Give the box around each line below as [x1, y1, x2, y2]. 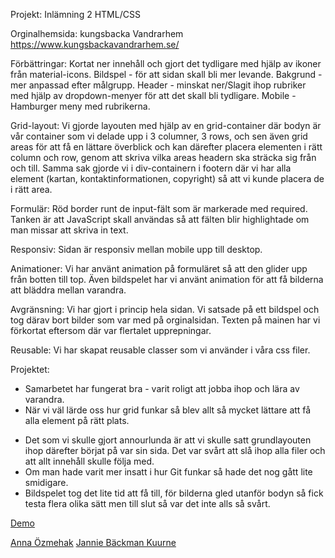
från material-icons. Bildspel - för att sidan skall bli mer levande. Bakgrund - [10, 69, 323, 80]
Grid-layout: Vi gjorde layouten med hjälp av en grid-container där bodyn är [10, 120, 322, 131]
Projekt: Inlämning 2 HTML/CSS [10, 9, 141, 20]
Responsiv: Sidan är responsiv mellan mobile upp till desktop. [10, 244, 263, 255]
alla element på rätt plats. [24, 415, 130, 426]
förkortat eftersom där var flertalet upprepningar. [10, 325, 212, 336]
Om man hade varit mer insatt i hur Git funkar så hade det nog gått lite [24, 466, 313, 478]
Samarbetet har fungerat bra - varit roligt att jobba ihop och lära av [24, 383, 300, 394]
